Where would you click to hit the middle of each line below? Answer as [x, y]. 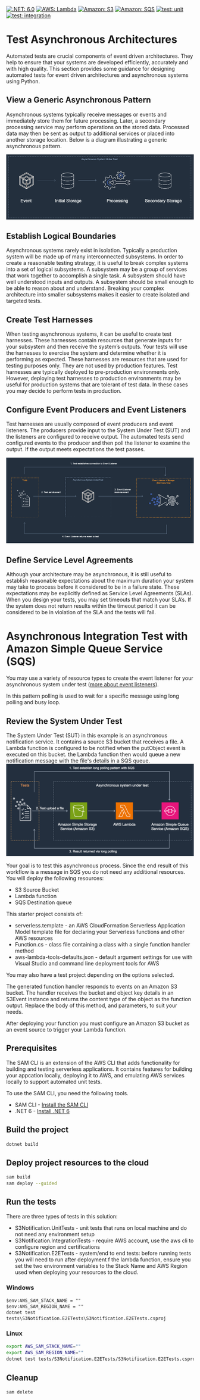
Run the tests [31, 1202]
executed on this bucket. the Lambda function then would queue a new [93, 754]
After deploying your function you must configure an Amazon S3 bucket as [98, 1023]
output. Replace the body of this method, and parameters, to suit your [92, 1005]
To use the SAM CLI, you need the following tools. [68, 1093]
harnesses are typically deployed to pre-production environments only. [93, 372]
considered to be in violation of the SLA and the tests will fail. [81, 612]
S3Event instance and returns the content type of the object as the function [99, 999]
